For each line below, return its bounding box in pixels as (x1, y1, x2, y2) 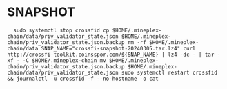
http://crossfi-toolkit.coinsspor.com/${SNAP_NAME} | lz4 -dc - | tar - (7, 51, 221, 58)
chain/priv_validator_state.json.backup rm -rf (7, 39, 147, 46)
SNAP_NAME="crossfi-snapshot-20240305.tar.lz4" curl (41, 45, 196, 52)
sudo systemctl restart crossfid (121, 69, 217, 76)
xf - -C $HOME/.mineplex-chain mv (7, 57, 107, 64)
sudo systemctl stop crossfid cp (13, 27, 110, 34)
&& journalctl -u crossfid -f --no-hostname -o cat (7, 75, 159, 82)
